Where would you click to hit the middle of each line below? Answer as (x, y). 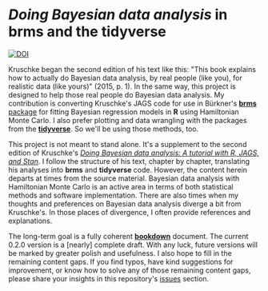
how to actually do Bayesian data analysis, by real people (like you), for (125, 78)
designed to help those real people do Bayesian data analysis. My (116, 94)
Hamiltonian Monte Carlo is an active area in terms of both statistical (121, 186)
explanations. (30, 221)
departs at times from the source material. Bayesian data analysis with (124, 178)
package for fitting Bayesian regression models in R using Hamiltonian (124, 112)
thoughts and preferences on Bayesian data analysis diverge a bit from (125, 203)
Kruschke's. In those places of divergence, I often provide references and (130, 212)
